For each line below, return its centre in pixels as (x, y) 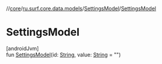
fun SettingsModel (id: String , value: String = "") (63, 55)
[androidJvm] (23, 48)
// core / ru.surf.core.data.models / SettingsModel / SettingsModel (81, 9)
